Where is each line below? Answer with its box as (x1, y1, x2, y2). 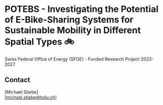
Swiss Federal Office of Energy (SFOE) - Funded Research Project (4, 56, 140, 62)
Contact (4, 76, 30, 84)
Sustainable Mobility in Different (4, 25, 141, 36)
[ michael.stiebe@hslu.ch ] (4, 94, 57, 100)
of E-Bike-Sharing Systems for (4, 14, 134, 25)
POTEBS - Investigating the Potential (4, 3, 159, 15)
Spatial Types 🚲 (4, 36, 75, 48)
